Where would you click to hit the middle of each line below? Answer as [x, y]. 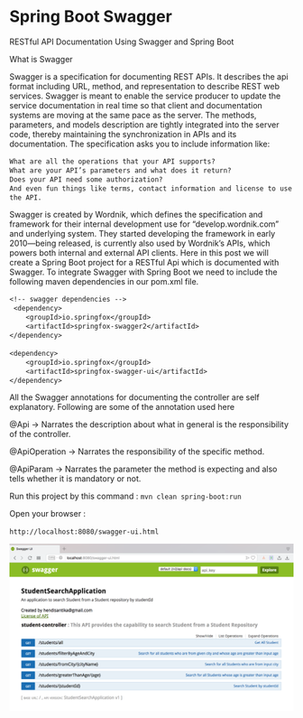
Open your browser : [48, 513]
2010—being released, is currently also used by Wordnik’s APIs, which [140, 243]
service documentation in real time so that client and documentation [136, 105]
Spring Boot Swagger [91, 17]
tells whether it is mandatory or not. [75, 478]
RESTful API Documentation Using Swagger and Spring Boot [122, 42]
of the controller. [40, 434]
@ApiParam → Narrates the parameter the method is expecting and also [143, 469]
